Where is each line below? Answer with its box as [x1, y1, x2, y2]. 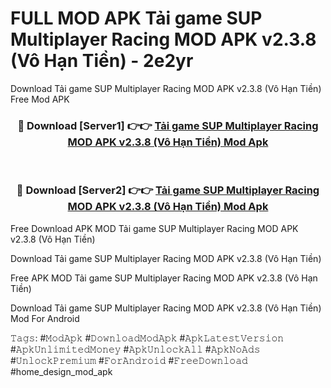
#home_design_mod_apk [10, 365, 113, 377]
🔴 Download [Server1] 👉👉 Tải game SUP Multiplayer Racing [17, 118, 319, 132]
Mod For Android [10, 312, 80, 324]
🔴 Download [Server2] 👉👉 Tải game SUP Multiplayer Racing [16, 183, 320, 197]
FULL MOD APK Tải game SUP [10, 7, 263, 30]
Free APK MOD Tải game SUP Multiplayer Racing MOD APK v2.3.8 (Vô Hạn [10, 272, 318, 284]
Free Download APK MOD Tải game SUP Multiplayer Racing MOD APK [10, 222, 299, 234]
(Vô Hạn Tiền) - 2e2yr [10, 50, 194, 72]
